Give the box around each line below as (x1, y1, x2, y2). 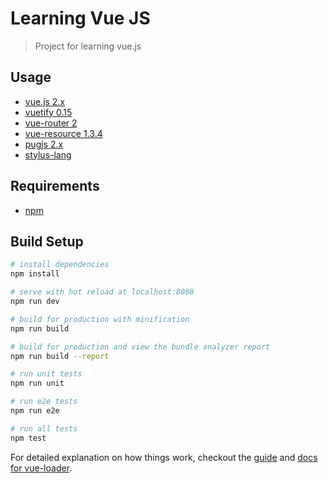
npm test (10, 433, 47, 443)
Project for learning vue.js (34, 40, 142, 52)
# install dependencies (10, 260, 110, 270)
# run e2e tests (10, 397, 78, 407)
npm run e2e (10, 406, 60, 416)
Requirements (10, 178, 100, 195)
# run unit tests (10, 369, 83, 379)
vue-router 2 (24, 117, 78, 129)
